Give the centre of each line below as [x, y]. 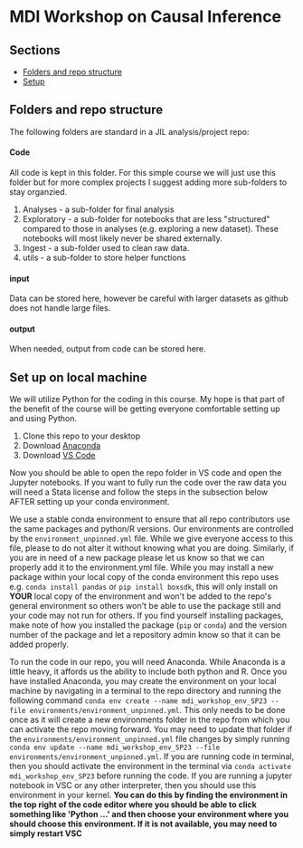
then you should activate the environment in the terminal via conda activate [151, 766]
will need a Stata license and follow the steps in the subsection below [139, 492]
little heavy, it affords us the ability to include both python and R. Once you [148, 671]
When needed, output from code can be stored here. [108, 349]
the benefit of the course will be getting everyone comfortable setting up [145, 409]
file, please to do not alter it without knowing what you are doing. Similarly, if [151, 548]
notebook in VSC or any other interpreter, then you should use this [133, 785]
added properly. [39, 644]
